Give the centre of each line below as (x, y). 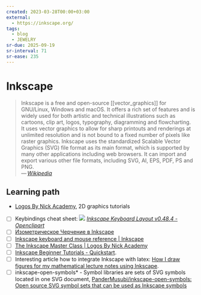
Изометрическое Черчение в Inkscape (64, 232)
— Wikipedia (36, 173)
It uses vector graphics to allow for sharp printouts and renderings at (106, 128)
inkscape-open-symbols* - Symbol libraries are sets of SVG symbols (100, 272)
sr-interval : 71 (26, 51)
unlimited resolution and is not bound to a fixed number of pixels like (105, 135)
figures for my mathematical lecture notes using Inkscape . (87, 266)
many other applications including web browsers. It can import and (103, 154)
